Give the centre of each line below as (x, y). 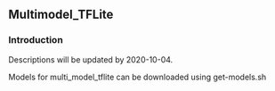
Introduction (36, 40)
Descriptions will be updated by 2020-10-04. (91, 59)
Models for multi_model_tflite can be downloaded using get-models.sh (137, 77)
